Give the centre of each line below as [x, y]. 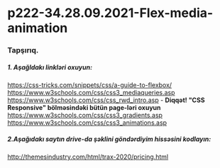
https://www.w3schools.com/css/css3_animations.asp [87, 123]
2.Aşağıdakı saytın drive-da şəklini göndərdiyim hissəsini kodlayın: [109, 139]
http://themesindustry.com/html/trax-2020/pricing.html [88, 157]
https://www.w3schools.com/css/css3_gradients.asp [85, 116]
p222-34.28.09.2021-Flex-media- [110, 13]
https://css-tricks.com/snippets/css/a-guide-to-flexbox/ [90, 85]
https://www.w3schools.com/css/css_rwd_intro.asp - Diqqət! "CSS [106, 100]
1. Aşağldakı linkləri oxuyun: [50, 67]
